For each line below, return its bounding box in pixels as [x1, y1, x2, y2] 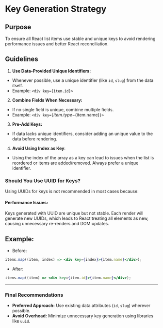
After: [12, 266, 24, 271]
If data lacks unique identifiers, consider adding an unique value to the [12, 131, 153, 136]
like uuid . [12, 318, 31, 324]
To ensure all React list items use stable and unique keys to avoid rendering [5, 36, 156, 41]
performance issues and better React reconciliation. [5, 41, 109, 47]
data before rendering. [12, 135, 57, 142]
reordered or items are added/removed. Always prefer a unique [12, 160, 139, 166]
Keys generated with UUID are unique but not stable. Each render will [5, 211, 144, 216]
